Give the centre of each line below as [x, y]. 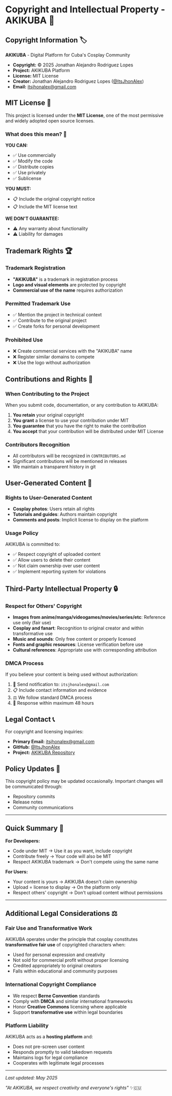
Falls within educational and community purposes [65, 971]
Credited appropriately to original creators [57, 966]
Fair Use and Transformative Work [49, 928]
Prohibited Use [24, 340]
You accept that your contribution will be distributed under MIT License [88, 432]
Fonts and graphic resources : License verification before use [78, 644]
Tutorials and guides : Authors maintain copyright [65, 514]
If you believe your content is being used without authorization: [72, 674]
